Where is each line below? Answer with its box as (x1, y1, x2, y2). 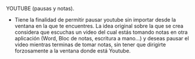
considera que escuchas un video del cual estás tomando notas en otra (14, 29, 188, 36)
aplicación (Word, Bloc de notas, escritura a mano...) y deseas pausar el (14, 35, 189, 41)
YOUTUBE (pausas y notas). (6, 5, 75, 12)
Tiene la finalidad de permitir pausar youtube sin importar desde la (14, 16, 176, 23)
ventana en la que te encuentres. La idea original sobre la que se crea (14, 23, 184, 29)
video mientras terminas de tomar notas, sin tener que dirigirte (14, 41, 166, 48)
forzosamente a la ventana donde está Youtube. (14, 47, 131, 54)
